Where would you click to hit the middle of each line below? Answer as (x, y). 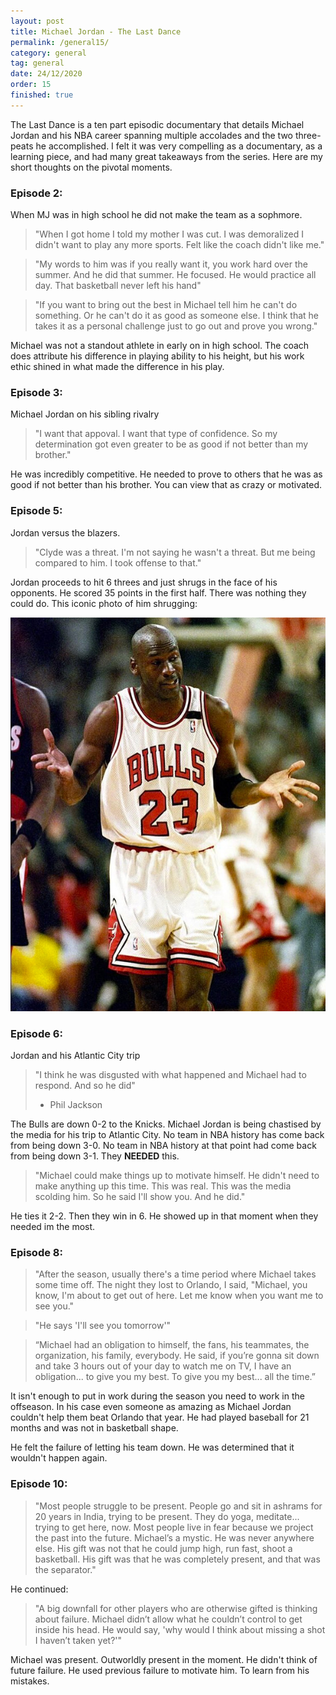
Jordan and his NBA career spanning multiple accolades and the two (151, 135)
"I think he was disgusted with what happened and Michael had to (170, 1074)
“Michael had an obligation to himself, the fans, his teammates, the (172, 1345)
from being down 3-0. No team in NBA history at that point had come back (163, 1145)
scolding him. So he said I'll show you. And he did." (140, 1196)
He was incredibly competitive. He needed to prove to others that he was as (166, 474)
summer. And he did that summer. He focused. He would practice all (175, 275)
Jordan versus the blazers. (65, 532)
